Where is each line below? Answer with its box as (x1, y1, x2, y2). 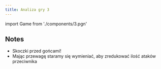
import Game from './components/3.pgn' (5, 21, 87, 27)
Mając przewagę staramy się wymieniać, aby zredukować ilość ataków (12, 53, 156, 59)
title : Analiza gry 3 (5, 7, 50, 12)
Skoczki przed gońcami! (12, 48, 62, 54)
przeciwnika (12, 59, 37, 65)
